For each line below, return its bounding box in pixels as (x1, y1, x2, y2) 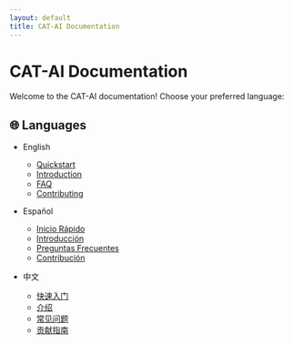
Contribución (35, 252, 86, 264)
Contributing (35, 188, 84, 199)
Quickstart (35, 159, 76, 170)
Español (22, 206, 54, 217)
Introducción (35, 233, 85, 244)
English (22, 142, 51, 153)
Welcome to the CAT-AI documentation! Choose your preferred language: (9, 91, 285, 102)
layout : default (9, 13, 71, 23)
